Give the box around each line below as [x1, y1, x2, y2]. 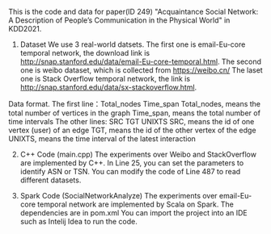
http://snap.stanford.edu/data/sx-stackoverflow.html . [19, 82, 197, 92]
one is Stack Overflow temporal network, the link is [19, 74, 191, 83]
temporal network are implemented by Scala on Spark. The [37, 199, 235, 209]
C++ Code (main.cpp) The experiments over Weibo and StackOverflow [19, 149, 257, 159]
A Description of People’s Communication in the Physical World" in [8, 15, 231, 25]
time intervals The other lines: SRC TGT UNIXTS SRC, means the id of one [8, 117, 255, 126]
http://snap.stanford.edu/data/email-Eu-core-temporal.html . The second [19, 56, 261, 66]
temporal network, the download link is [19, 48, 150, 57]
